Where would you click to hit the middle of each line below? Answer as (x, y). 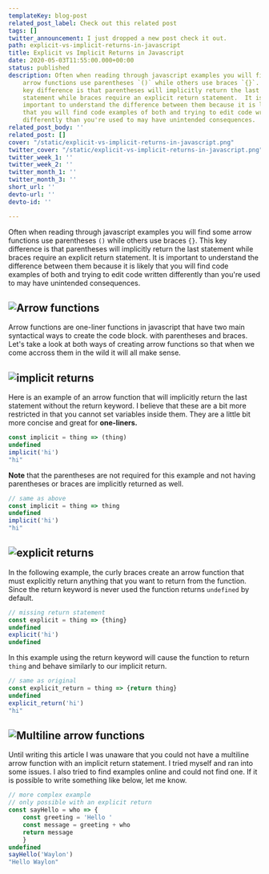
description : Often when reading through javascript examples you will (130, 75)
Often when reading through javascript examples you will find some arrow (130, 232)
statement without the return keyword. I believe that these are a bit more (127, 406)
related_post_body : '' (46, 127)
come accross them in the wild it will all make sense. (95, 352)
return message (48, 832)
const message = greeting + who (76, 825)
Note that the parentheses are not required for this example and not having (132, 475)
